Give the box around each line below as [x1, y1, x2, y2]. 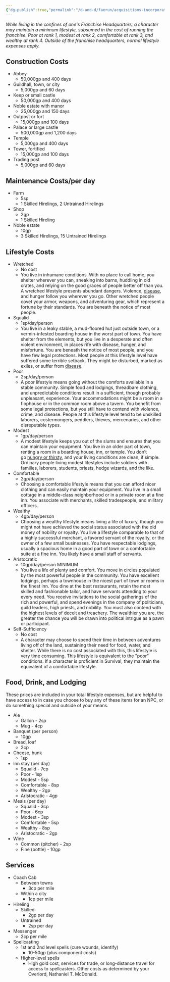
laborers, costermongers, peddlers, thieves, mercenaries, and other [20, 417, 161, 423]
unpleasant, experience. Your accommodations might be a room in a [20, 395, 163, 402]
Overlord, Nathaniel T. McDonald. [28, 971, 98, 977]
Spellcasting [13, 939, 39, 945]
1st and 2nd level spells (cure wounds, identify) [20, 944, 119, 950]
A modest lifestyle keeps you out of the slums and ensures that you [20, 438, 161, 445]
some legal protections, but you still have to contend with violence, [20, 406, 160, 412]
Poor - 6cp [20, 809, 43, 815]
